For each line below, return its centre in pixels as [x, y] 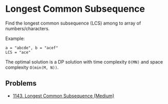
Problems [21, 83]
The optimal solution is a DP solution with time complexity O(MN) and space [84, 61]
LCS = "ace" [18, 52]
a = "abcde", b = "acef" [32, 48]
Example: [15, 38]
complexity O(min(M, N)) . [32, 67]
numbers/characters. [27, 28]
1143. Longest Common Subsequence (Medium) [63, 96]
